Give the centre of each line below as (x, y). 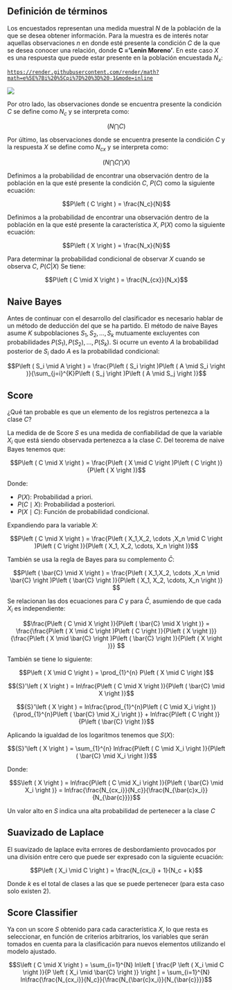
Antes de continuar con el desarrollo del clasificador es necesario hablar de (115, 318)
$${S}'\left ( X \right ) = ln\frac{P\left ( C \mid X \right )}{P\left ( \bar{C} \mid (116, 685)
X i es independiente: (36, 609)
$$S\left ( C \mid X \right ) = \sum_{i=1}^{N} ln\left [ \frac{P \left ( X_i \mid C (116, 965)
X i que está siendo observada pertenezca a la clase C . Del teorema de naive (116, 441)
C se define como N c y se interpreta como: (68, 112)
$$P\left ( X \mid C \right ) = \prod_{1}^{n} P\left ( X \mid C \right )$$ (116, 672)
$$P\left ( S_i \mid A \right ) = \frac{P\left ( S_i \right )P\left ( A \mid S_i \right (116, 366)
